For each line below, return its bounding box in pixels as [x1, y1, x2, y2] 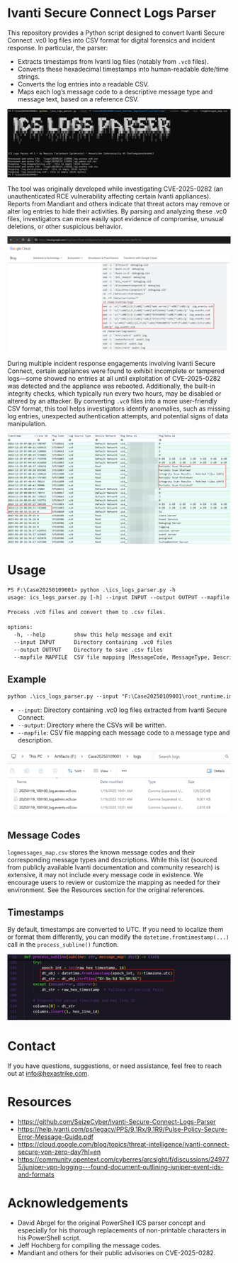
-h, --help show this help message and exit [13, 631, 173, 639]
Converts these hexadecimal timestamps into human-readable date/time [17, 65, 229, 73]
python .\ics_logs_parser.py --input [7, 693, 119, 700]
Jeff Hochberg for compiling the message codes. [17, 1241, 161, 1250]
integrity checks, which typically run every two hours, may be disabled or [7, 389, 222, 398]
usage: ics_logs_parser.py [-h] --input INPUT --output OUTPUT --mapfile [7, 594, 230, 601]
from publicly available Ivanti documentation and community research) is [7, 863, 220, 872]
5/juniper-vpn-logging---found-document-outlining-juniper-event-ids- [17, 1162, 225, 1171]
